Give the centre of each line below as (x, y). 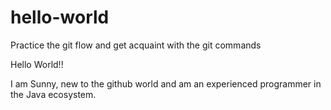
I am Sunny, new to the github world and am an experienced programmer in (166, 83)
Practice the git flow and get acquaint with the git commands (136, 45)
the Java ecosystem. (53, 94)
